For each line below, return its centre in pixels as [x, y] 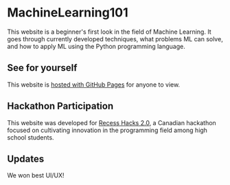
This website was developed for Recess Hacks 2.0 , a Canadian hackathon [112, 122]
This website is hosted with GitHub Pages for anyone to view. [94, 85]
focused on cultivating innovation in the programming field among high [107, 130]
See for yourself [42, 68]
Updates [26, 159]
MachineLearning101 [68, 13]
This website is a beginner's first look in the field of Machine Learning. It [109, 32]
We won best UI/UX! [36, 175]
